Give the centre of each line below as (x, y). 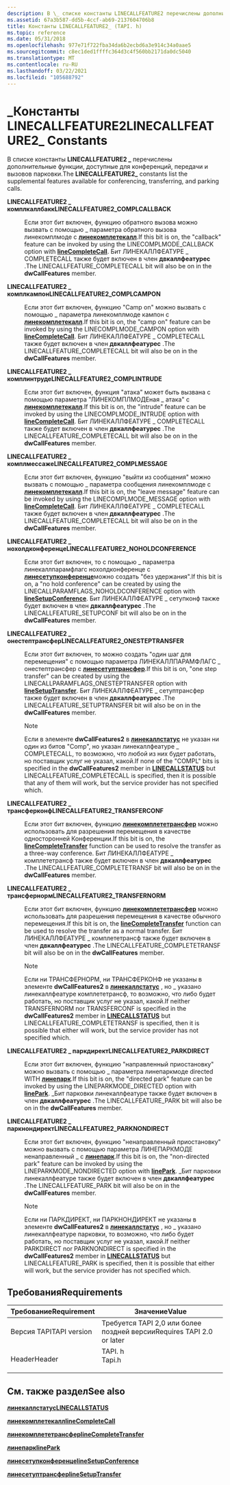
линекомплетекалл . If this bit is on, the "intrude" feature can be (115, 407)
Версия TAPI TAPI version (51, 1332)
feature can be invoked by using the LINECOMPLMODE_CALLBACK (119, 244)
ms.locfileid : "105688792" (46, 77)
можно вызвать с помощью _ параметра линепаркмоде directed (119, 1072)
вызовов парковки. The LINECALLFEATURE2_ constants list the (98, 174)
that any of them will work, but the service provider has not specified (122, 783)
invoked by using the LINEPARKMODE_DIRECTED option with (111, 1086)
